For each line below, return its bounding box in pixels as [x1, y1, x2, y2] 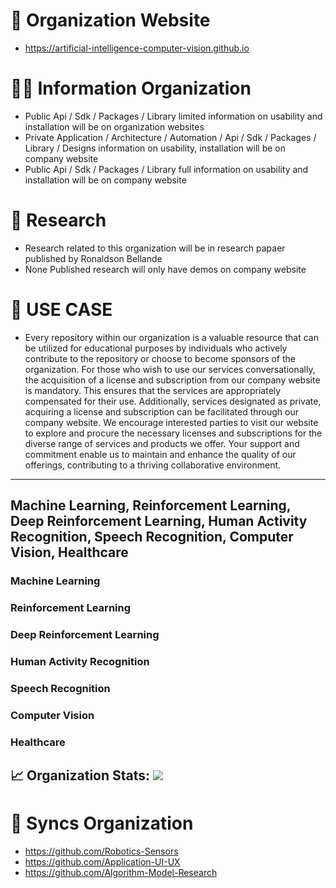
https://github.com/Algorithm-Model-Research [24, 866, 218, 878]
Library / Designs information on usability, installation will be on [24, 142, 286, 154]
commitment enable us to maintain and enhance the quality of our [24, 448, 297, 460]
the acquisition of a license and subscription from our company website [24, 374, 321, 386]
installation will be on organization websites [24, 120, 205, 133]
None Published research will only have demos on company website [24, 263, 307, 275]
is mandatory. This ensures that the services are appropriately [24, 384, 282, 396]
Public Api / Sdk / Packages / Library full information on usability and [24, 163, 309, 175]
